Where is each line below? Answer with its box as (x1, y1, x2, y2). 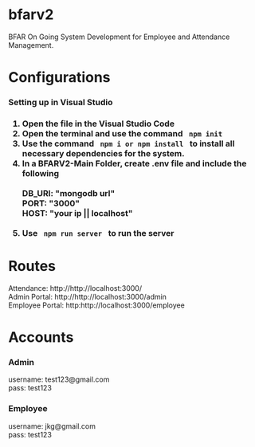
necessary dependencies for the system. (22, 147, 185, 159)
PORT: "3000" (22, 198, 80, 209)
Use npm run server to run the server (22, 227, 175, 238)
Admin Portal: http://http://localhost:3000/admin (8, 292, 167, 301)
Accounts (8, 328, 74, 347)
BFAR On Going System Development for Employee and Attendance (8, 32, 230, 41)
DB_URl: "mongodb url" (22, 187, 116, 198)
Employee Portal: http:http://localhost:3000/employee (8, 300, 185, 310)
